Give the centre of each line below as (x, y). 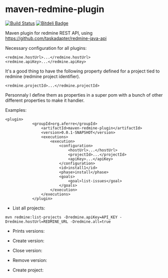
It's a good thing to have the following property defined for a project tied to (82, 71)
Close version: (27, 250)
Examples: (16, 110)
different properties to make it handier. (45, 100)
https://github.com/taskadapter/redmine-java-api (56, 38)
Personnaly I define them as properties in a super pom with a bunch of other (84, 95)
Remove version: (30, 260)
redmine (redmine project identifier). (43, 76)
